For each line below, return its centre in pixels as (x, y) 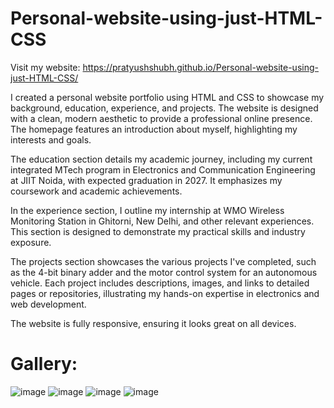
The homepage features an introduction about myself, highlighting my (154, 129)
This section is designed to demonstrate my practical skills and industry (158, 231)
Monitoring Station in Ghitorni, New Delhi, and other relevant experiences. (162, 221)
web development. (48, 304)
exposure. (31, 242)
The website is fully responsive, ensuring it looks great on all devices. (153, 323)
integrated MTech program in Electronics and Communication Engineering (163, 169)
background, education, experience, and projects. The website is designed (164, 108)
